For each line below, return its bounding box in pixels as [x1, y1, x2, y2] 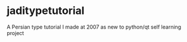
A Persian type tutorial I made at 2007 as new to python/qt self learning [7, 23, 182, 30]
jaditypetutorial [7, 4, 85, 17]
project [7, 29, 24, 36]
